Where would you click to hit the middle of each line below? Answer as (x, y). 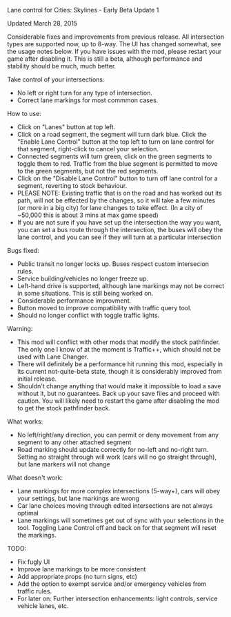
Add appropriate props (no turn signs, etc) (77, 577)
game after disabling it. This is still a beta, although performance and (105, 59)
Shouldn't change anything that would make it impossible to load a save (119, 386)
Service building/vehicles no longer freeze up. (83, 278)
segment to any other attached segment (74, 442)
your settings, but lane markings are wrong (78, 498)
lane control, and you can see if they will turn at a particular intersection (119, 237)
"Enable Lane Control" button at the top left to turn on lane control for (115, 142)
